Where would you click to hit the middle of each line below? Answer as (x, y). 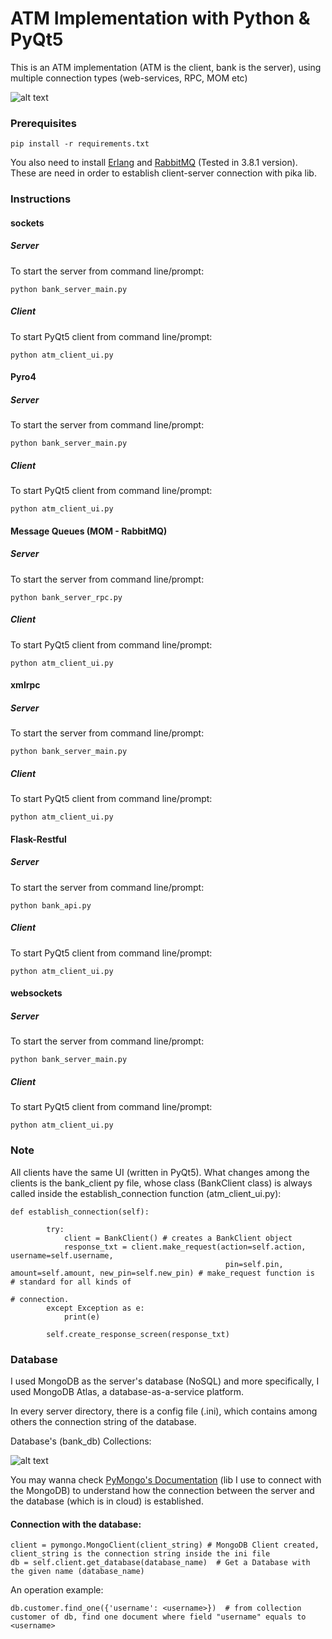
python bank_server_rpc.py (66, 597)
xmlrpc (25, 685)
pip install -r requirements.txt (80, 144)
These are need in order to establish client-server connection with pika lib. (163, 173)
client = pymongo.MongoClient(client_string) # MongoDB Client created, (165, 1545)
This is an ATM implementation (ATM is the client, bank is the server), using (166, 67)
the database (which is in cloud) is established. (107, 1501)
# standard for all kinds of (71, 1282)
